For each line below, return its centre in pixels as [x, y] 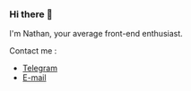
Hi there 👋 [31, 14]
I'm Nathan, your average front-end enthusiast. [96, 34]
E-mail [34, 78]
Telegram [40, 68]
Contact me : [33, 51]
